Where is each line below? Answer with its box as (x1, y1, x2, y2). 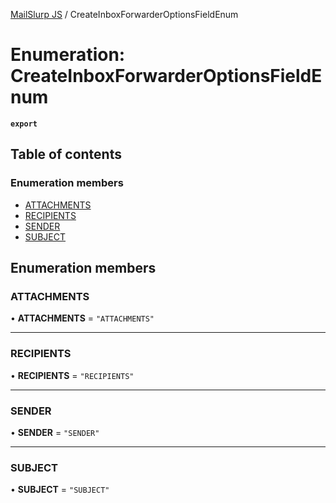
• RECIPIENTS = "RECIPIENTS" (10, 369, 135, 381)
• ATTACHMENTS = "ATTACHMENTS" (10, 312, 155, 324)
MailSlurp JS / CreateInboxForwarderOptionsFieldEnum (10, 9, 239, 20)
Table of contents (10, 146, 122, 163)
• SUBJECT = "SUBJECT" (10, 484, 110, 496)
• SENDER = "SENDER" (10, 426, 100, 438)
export (10, 119, 38, 129)
